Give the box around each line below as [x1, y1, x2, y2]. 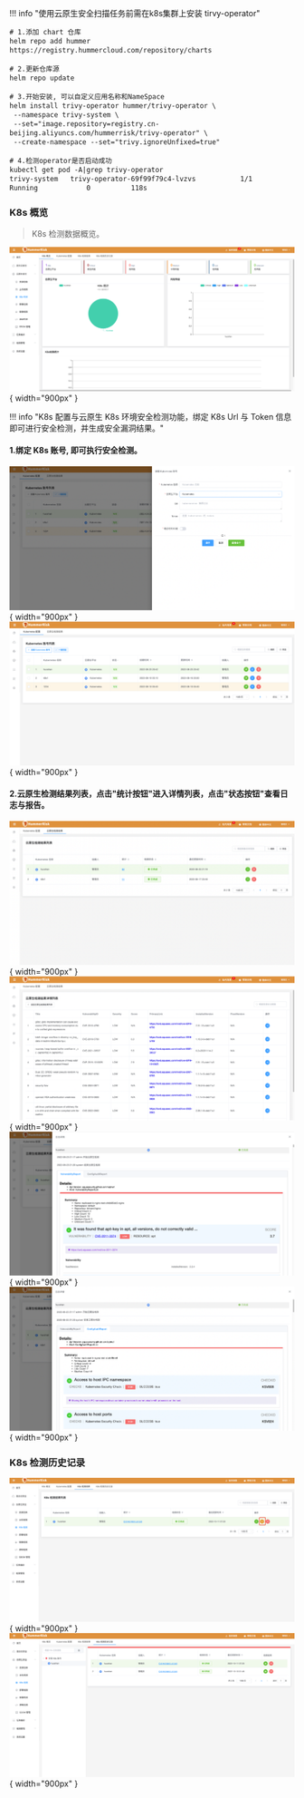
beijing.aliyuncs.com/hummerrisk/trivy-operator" [9, 129, 201, 138]
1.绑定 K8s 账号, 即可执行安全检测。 [9, 445, 142, 456]
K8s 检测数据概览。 [31, 228, 105, 239]
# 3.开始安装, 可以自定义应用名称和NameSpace [9, 92, 165, 102]
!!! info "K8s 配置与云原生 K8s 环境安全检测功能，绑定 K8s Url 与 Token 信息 [9, 411, 292, 422]
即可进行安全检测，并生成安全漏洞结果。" [9, 423, 165, 433]
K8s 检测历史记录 [9, 1456, 86, 1469]
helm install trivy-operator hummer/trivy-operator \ [9, 102, 217, 111]
